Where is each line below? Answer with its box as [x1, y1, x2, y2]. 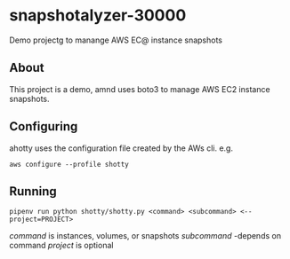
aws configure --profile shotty [9, 160, 129, 169]
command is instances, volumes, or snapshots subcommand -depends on [9, 231, 282, 241]
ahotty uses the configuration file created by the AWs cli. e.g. [9, 143, 234, 153]
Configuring [9, 119, 78, 134]
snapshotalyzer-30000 [9, 5, 187, 26]
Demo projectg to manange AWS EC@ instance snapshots [9, 35, 222, 45]
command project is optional [9, 240, 114, 251]
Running [9, 184, 58, 199]
